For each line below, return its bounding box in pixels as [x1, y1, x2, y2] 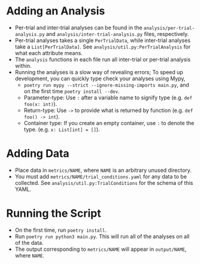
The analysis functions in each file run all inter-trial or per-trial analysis [14, 56, 191, 63]
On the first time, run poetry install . [14, 226, 107, 233]
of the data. [14, 239, 44, 246]
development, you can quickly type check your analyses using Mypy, [14, 75, 186, 82]
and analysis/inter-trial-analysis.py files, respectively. [46, 30, 189, 37]
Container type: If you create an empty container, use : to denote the [23, 119, 195, 126]
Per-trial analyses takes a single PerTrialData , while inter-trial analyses [14, 37, 190, 44]
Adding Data [6, 147, 70, 160]
